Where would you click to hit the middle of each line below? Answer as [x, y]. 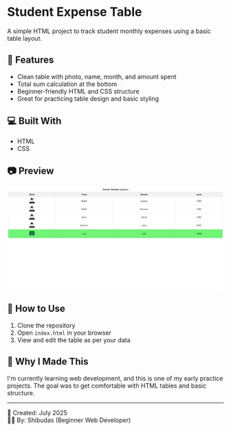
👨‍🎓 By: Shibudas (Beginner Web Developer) [69, 420]
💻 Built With [34, 121]
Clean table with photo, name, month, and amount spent [97, 76]
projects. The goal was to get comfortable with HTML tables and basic [107, 386]
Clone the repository [46, 325]
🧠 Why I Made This [48, 362]
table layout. [25, 38]
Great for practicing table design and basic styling [88, 98]
